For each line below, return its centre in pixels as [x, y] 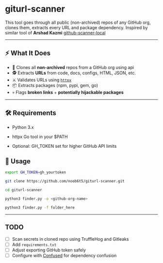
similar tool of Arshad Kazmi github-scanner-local [55, 33]
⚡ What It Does [28, 53]
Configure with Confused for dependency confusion [64, 255]
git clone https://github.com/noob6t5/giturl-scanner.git [65, 181]
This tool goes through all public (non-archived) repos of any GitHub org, [78, 22]
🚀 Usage [18, 161]
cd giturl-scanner [24, 190]
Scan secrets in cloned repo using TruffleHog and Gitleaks [70, 239]
